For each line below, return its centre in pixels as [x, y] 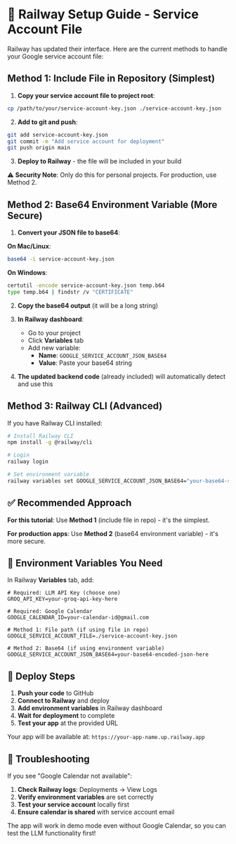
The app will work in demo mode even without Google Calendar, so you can [117, 826]
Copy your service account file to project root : [86, 95]
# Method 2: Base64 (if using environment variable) [86, 648]
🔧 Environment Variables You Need [85, 563]
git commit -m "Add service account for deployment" [86, 141]
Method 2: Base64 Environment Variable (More [112, 205]
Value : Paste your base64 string [85, 363]
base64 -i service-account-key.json [61, 259]
